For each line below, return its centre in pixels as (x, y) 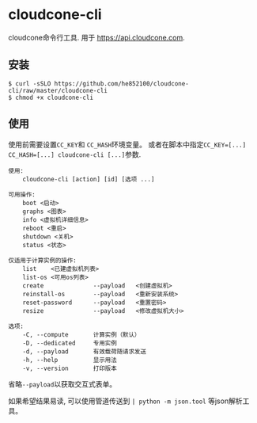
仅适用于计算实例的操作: (42, 260)
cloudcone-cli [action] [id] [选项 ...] (89, 179)
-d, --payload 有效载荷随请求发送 (84, 351)
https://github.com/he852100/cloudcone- (122, 84)
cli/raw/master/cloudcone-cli (58, 90)
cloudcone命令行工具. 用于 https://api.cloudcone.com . (96, 37)
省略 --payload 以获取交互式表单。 (62, 384)
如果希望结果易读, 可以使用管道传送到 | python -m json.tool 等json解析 (125, 401)
